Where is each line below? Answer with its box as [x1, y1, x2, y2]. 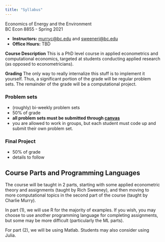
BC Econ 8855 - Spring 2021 [5, 26, 63, 32]
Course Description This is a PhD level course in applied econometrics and [5, 50, 159, 56]
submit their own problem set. [12, 125, 73, 131]
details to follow [12, 154, 45, 161]
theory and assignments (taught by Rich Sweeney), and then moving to [5, 187, 149, 193]
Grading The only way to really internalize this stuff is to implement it [5, 70, 145, 77]
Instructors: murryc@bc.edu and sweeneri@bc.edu [12, 36, 118, 41]
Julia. [5, 233, 16, 239]
